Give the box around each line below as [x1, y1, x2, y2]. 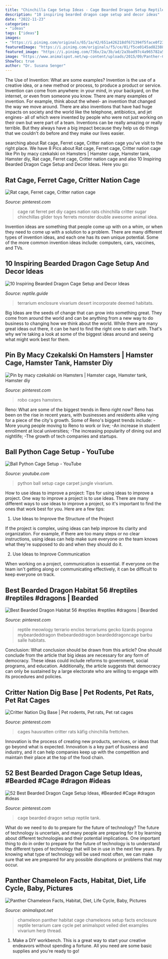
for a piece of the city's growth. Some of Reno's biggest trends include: [5, 417, 152, 423]
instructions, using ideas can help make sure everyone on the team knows [5, 536, 158, 542]
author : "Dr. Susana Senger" [5, 63, 66, 68]
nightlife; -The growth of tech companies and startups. [5, 433, 118, 439]
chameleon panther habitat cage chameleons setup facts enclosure [17, 917, 157, 923]
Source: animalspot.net [5, 907, 53, 913]
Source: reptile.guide [5, 290, 48, 296]
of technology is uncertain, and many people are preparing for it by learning [5, 830, 161, 836]
